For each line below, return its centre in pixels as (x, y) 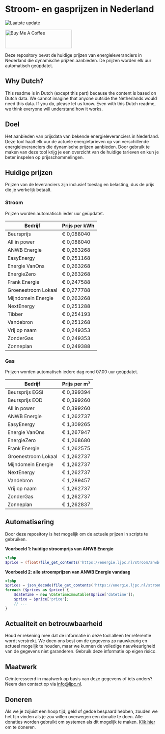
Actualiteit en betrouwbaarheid (54, 624)
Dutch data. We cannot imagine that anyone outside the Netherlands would (81, 98)
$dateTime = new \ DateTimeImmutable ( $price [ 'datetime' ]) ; (74, 595)
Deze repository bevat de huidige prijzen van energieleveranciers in (74, 55)
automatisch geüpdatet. (29, 66)
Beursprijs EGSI (26, 392)
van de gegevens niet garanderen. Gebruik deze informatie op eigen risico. (81, 651)
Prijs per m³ (76, 384)
